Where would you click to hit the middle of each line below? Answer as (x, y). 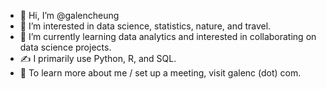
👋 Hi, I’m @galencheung (69, 15)
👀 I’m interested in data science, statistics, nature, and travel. (145, 26)
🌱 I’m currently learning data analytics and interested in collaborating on (168, 36)
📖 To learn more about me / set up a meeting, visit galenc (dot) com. (160, 73)
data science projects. (65, 47)
